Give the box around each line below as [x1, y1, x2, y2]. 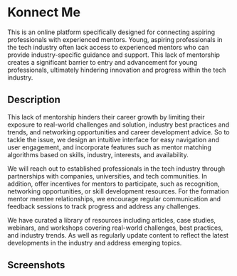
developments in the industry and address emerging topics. [7, 238, 182, 247]
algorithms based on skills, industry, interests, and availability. [7, 150, 189, 159]
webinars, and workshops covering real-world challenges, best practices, [7, 223, 223, 232]
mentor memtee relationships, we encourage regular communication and [7, 194, 221, 203]
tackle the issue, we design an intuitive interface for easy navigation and [7, 135, 219, 144]
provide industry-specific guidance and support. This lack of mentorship [7, 51, 221, 59]
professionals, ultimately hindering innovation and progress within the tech [7, 65, 226, 74]
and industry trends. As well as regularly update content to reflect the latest [7, 230, 229, 239]
